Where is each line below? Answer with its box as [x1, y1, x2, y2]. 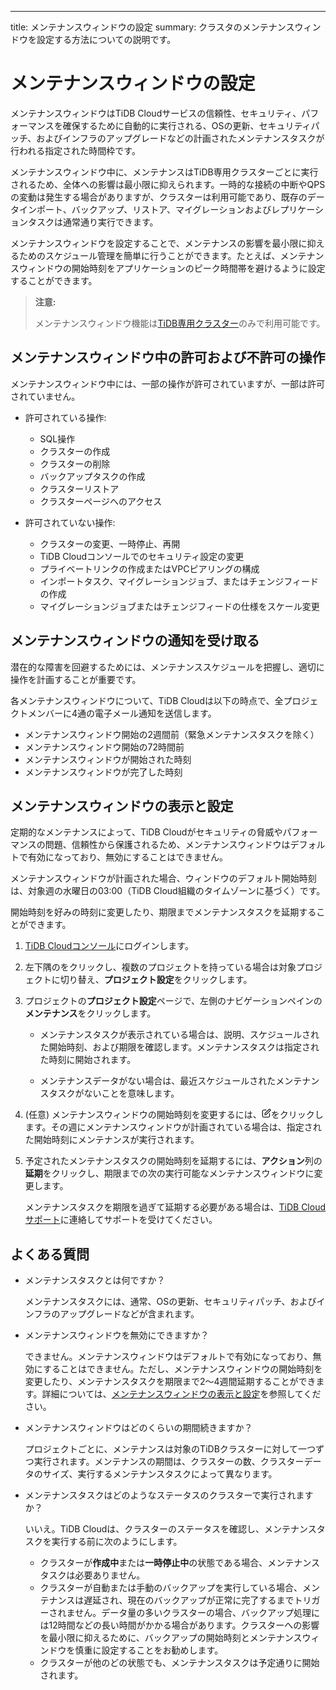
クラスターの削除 [39, 457, 111, 470]
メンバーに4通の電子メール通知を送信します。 [27, 707, 217, 719]
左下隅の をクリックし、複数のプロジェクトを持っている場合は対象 [24, 961, 297, 973]
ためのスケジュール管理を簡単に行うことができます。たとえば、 [18, 249, 281, 261]
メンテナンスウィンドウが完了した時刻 [24, 766, 183, 778]
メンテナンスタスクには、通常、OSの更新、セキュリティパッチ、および [24, 1296, 317, 1308]
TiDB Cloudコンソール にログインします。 [24, 940, 194, 952]
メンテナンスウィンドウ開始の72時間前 [24, 741, 185, 753]
